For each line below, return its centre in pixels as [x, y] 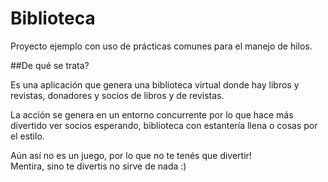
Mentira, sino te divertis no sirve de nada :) [98, 166]
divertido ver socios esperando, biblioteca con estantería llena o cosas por [164, 125]
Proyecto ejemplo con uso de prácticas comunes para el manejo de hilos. [161, 46]
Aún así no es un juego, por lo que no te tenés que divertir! [131, 155]
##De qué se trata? [50, 65]
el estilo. [27, 136]
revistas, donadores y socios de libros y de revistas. [117, 95]
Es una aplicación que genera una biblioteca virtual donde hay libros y [155, 84]
